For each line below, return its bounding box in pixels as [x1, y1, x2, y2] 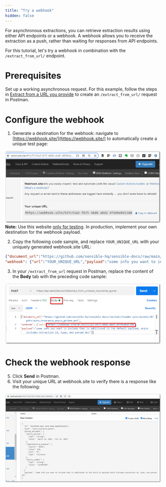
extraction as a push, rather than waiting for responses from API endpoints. [5, 38, 158, 44]
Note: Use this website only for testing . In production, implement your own [5, 224, 157, 230]
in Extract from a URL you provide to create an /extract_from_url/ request [5, 91, 157, 97]
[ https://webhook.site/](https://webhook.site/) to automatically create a [12, 136, 157, 142]
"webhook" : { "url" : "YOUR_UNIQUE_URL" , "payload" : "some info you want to [5, 259, 156, 264]
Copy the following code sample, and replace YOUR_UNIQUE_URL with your [12, 239, 160, 244]
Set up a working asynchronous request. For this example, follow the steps [5, 86, 157, 92]
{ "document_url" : [5, 254, 41, 259]
